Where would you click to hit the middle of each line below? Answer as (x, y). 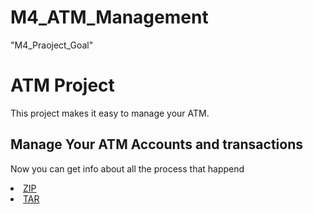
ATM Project (62, 85)
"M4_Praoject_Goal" (52, 45)
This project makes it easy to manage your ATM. (110, 113)
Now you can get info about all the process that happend (127, 168)
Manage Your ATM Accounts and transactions (156, 144)
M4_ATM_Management (109, 17)
